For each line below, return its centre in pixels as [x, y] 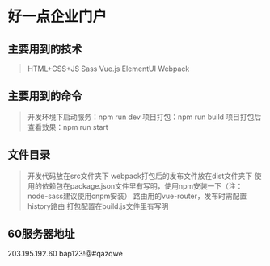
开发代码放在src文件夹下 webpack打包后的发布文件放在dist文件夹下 [140, 176]
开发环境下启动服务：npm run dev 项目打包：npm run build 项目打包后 [144, 117]
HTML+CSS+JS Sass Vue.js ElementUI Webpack [108, 69]
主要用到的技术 [45, 49]
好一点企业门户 [57, 17]
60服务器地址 [41, 234]
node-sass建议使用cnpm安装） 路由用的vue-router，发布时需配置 [137, 196]
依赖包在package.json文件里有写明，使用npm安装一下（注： [142, 185]
